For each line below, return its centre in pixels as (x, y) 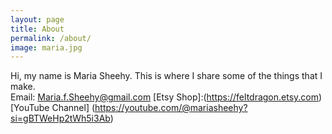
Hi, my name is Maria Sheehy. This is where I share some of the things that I (166, 76)
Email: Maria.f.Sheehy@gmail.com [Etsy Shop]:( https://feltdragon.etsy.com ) (166, 97)
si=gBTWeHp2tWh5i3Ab (60, 118)
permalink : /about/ (51, 38)
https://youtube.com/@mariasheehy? (171, 108)
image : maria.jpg (46, 47)
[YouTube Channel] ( (53, 108)
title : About (37, 29)
